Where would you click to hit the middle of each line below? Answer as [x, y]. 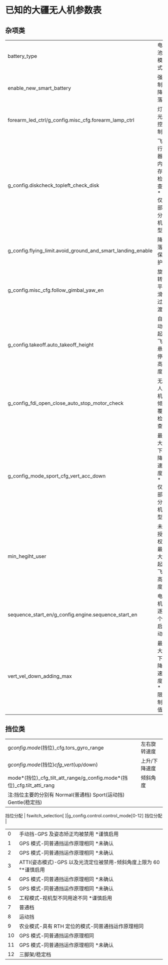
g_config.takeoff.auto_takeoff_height [51, 345]
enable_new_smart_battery [39, 88]
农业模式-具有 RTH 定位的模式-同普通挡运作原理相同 [81, 926]
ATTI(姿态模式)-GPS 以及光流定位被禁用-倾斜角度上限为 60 [89, 862]
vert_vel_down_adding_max [40, 676]
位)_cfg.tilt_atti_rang [31, 785]
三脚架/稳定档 [35, 954]
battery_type [22, 56]
